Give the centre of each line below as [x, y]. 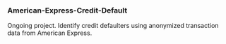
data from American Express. [50, 33]
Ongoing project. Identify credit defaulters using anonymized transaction [113, 26]
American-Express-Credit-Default [67, 10]
